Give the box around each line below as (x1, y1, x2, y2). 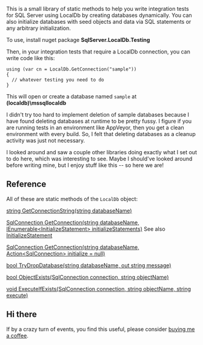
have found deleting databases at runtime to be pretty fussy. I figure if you (6, 118, 192, 125)
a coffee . (6, 332, 28, 339)
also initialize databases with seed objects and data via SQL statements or (6, 18, 191, 25)
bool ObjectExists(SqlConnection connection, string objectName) (6, 273, 169, 281)
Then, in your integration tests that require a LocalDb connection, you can (6, 48, 191, 55)
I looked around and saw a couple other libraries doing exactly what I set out (6, 149, 197, 155)
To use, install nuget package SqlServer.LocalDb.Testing (6, 36, 150, 43)
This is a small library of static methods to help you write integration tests (6, 5, 189, 12)
